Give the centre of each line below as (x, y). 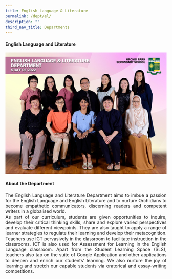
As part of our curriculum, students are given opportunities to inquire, (86, 217)
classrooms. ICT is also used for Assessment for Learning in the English (86, 244)
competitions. (20, 271)
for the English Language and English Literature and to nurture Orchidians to (86, 201)
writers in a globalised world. (36, 211)
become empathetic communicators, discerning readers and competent (86, 206)
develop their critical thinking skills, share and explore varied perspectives (86, 222)
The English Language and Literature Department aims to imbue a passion (86, 195)
